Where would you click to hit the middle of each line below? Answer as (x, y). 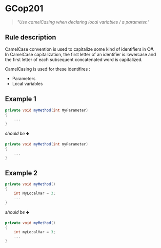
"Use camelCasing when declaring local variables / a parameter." (83, 22)
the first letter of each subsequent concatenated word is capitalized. (74, 60)
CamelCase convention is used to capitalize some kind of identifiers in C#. (80, 49)
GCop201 (24, 9)
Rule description (30, 37)
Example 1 (21, 99)
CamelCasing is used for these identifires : (48, 69)
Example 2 (21, 173)
